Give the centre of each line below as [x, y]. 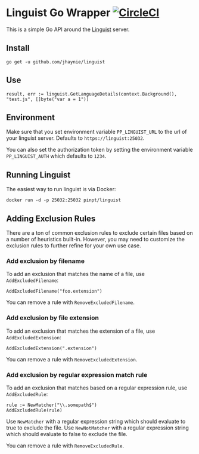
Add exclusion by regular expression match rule [77, 375]
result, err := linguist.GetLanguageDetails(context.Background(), [92, 94]
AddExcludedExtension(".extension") [52, 348]
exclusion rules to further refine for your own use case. [74, 246]
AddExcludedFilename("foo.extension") [54, 292]
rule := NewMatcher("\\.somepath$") [52, 405]
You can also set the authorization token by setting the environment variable [99, 150]
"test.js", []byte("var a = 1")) [48, 99]
